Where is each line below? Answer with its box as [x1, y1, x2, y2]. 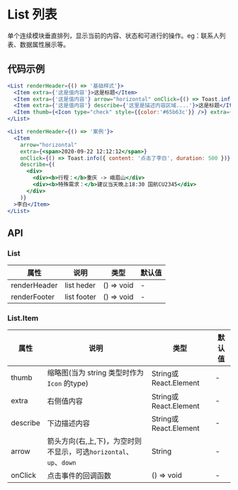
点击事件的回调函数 [47, 471, 111, 481]
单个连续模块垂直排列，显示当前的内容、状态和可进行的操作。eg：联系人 [7, 31, 220, 40]
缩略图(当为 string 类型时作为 [47, 368, 144, 378]
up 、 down [47, 457, 76, 467]
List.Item [7, 313, 39, 323]
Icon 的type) [47, 379, 89, 388]
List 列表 [7, 6, 57, 23]
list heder [64, 281, 96, 290]
